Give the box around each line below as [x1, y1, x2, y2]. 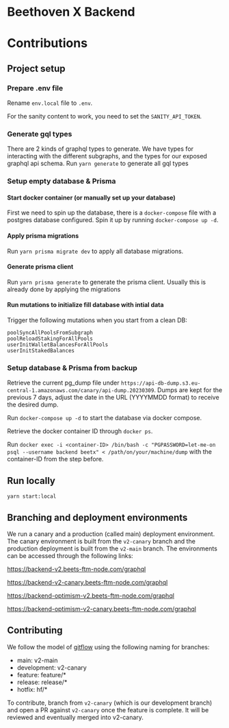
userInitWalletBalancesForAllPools [7, 341, 109, 348]
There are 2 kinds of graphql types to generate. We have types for [7, 145, 193, 153]
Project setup [7, 62, 66, 74]
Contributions [7, 36, 87, 51]
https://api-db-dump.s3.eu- [120, 380, 201, 387]
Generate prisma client [7, 263, 74, 271]
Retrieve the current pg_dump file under [7, 378, 120, 387]
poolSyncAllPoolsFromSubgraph [7, 330, 94, 337]
